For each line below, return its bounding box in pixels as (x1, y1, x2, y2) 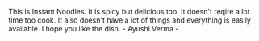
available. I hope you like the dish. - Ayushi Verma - (8, 24, 179, 33)
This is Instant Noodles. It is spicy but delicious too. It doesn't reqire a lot (8, 7, 250, 16)
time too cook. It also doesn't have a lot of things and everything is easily (8, 15, 252, 25)
